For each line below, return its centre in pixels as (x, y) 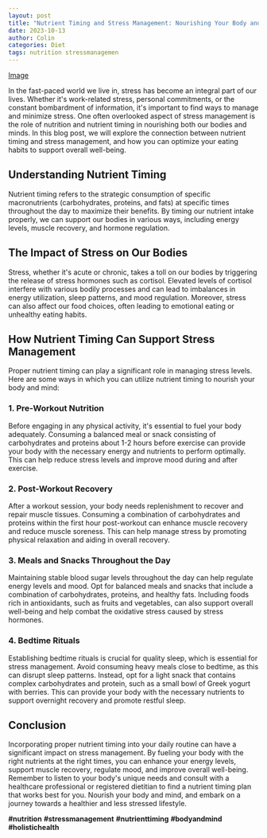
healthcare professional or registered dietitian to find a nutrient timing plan (130, 787)
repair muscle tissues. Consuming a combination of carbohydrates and (124, 515)
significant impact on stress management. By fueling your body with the (126, 753)
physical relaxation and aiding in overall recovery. (89, 540)
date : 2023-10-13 (37, 30)
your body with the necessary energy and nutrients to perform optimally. (127, 451)
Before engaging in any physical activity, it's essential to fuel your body (125, 426)
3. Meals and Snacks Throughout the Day (89, 560)
